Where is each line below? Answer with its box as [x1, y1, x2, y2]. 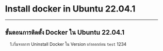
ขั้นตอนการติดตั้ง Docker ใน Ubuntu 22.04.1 [5, 28, 125, 37]
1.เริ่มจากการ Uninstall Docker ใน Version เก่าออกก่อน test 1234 [9, 41, 127, 47]
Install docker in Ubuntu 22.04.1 [5, 3, 136, 14]
